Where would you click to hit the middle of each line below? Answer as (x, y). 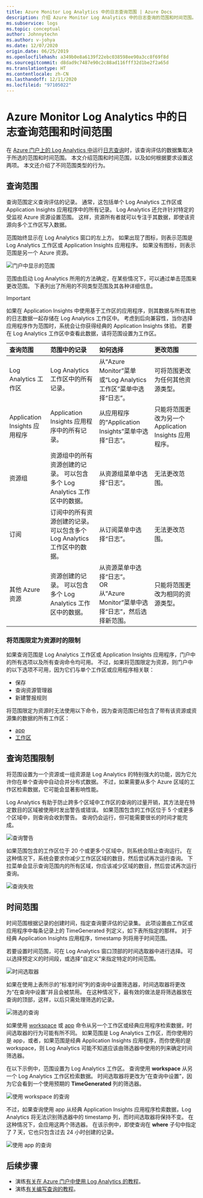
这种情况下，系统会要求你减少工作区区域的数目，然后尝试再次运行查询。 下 (100, 858)
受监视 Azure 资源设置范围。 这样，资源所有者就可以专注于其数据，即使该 (98, 217)
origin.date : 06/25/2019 (37, 52)
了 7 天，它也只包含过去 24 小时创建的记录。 (62, 1132)
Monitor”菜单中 (121, 602)
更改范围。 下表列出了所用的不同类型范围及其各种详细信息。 (81, 286)
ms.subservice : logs (32, 23)
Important (18, 298)
